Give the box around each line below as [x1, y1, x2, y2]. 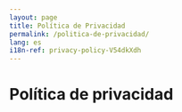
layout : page [9, 12, 58, 22]
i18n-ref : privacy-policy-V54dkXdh [9, 46, 142, 55]
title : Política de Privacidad [9, 21, 126, 30]
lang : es [9, 37, 42, 47]
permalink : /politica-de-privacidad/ [9, 29, 150, 38]
